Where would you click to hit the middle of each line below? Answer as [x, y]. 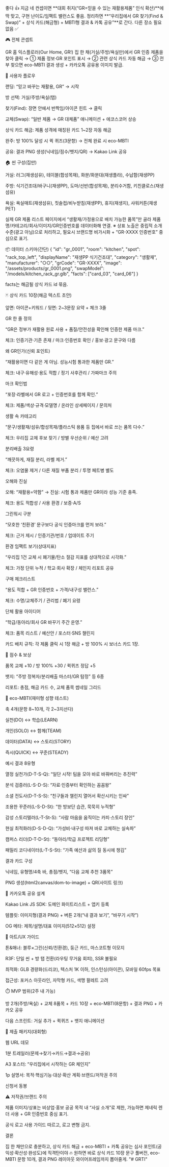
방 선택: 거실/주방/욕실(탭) [31, 97]
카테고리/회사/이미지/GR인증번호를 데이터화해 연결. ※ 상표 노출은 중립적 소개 [87, 226]
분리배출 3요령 [20, 448]
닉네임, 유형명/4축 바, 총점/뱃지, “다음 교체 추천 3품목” [59, 872]
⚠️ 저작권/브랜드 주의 [26, 1097]
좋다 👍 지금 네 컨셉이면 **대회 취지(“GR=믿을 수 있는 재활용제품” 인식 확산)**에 [84, 8]
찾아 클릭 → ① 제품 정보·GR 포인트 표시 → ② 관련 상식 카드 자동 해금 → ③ [82, 58]
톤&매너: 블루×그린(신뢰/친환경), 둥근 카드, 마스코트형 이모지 [65, 947]
